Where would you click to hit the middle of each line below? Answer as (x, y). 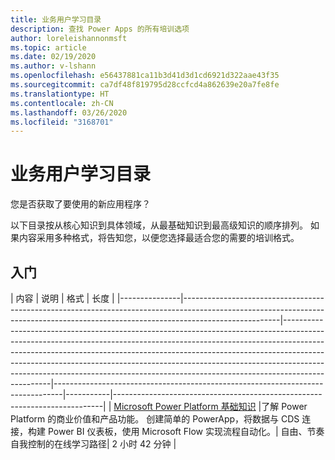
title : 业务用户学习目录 (56, 19)
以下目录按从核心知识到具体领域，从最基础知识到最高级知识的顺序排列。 (159, 225)
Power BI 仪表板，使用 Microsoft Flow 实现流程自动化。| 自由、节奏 (186, 431)
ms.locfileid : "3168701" (62, 122)
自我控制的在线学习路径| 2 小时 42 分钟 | (93, 444)
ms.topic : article (48, 47)
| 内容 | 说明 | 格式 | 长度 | (62, 298)
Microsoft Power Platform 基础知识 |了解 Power (210, 406)
